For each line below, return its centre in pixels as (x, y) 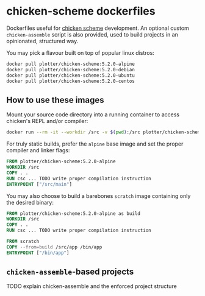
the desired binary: (30, 202)
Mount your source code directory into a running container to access (93, 115)
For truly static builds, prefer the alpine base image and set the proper (95, 144)
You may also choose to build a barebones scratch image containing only (99, 196)
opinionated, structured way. (42, 41)
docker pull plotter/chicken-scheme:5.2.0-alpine (71, 64)
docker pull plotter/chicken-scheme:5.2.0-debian (71, 69)
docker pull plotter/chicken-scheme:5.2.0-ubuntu (71, 75)
